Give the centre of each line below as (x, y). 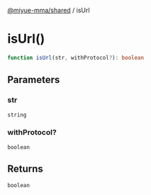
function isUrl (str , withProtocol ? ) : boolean (75, 57)
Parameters (34, 80)
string (17, 115)
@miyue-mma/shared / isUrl (49, 10)
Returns (26, 169)
